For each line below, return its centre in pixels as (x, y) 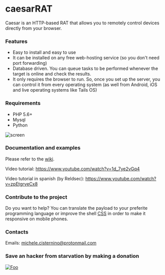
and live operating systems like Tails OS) (55, 90)
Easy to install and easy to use (44, 52)
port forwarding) (30, 63)
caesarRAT (29, 9)
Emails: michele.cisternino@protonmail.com (51, 243)
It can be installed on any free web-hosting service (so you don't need (86, 58)
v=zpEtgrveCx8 (22, 184)
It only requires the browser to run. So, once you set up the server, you (86, 80)
